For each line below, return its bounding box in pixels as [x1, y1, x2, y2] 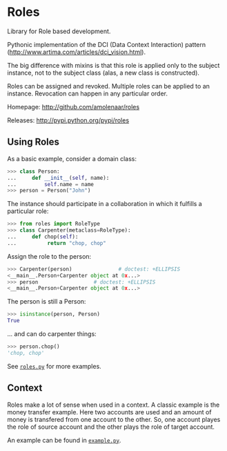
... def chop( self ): [7, 233, 79, 240]
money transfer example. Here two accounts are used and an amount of [7, 407, 212, 416]
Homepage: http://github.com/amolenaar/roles [7, 102, 140, 111]
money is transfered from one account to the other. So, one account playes [7, 415, 221, 423]
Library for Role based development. [7, 27, 111, 35]
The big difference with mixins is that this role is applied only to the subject [7, 61, 220, 69]
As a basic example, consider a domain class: [7, 154, 137, 163]
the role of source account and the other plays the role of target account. [7, 423, 215, 431]
